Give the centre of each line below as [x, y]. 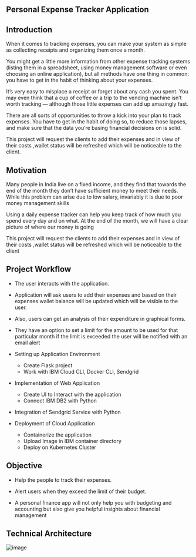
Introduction [29, 30]
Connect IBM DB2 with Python [60, 400]
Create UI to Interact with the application [72, 394]
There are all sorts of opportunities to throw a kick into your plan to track [94, 115]
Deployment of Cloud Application [55, 423]
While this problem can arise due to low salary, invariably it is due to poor [94, 197]
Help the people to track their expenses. [63, 480]
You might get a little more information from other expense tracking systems [98, 62]
